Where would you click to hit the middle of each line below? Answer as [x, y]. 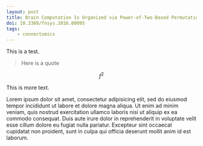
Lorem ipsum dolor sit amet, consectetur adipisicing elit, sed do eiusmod [97, 99]
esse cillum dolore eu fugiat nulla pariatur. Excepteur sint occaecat [89, 125]
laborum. [18, 138]
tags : [13, 29]
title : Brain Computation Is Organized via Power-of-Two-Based [88, 17]
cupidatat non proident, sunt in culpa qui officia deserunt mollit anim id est [99, 131]
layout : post [23, 12]
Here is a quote [40, 63]
